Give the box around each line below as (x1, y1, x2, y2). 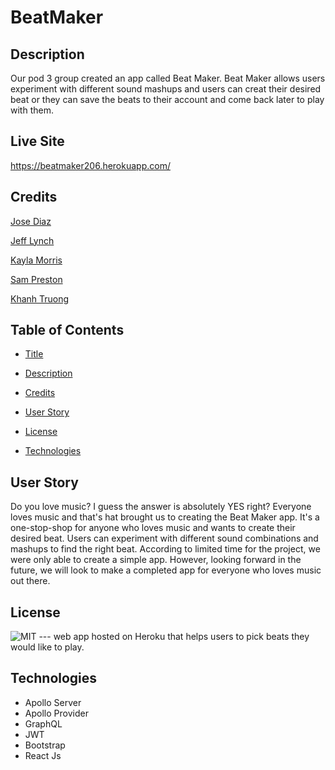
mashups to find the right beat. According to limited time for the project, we (10, 543, 321, 555)
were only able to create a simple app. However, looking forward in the (10, 554, 302, 566)
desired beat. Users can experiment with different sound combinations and (10, 532, 319, 545)
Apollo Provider (24, 707, 89, 719)
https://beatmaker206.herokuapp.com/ (10, 159, 171, 171)
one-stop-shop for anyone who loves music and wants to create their (10, 522, 296, 534)
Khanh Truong (10, 292, 70, 305)
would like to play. (10, 641, 85, 653)
